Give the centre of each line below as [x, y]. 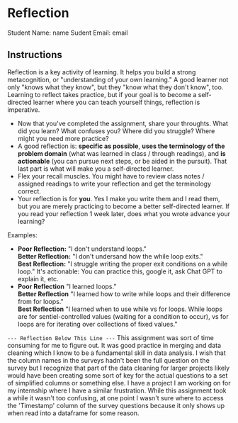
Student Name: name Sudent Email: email [68, 33]
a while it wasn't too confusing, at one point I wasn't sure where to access [116, 397]
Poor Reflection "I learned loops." [67, 286]
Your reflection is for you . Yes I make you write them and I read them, [119, 198]
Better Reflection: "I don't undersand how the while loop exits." [110, 256]
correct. [29, 191]
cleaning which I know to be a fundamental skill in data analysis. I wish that [117, 353]
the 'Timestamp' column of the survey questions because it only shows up [116, 405]
